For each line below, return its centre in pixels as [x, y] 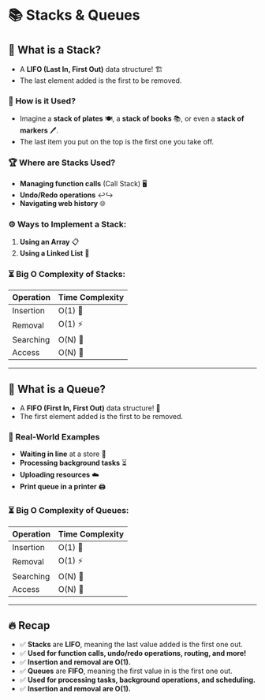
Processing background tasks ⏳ [73, 463]
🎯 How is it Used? [42, 101]
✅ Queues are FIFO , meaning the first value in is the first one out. [126, 671]
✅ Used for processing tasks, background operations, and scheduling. [138, 680]
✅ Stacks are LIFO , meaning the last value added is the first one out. [131, 645]
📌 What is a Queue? [57, 389]
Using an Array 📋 [49, 241]
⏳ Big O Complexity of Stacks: [67, 274]
